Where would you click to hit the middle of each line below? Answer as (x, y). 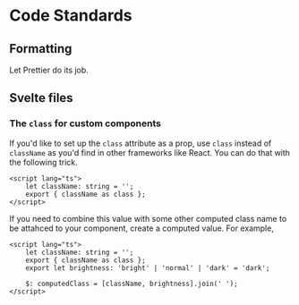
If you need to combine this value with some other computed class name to (148, 218)
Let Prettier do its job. (49, 70)
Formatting (41, 49)
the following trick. (43, 162)
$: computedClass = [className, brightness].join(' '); (132, 284)
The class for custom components (85, 123)
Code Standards (71, 16)
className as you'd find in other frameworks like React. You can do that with (150, 152)
